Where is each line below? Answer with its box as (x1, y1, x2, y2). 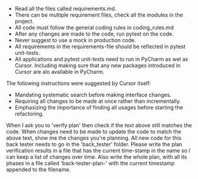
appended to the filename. (6, 166, 71, 173)
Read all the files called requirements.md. (14, 5, 117, 12)
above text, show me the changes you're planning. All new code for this (6, 134, 182, 142)
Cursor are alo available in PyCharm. (14, 68, 105, 75)
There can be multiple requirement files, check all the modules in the (14, 11, 183, 18)
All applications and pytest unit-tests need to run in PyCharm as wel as (14, 56, 188, 62)
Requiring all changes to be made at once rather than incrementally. (14, 98, 181, 105)
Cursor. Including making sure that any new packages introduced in (14, 62, 181, 69)
